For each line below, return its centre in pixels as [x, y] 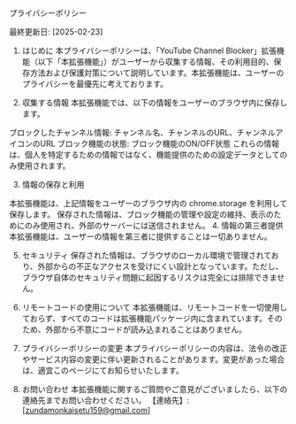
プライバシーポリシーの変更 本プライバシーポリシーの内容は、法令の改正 [155, 348]
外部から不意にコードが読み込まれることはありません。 [146, 329]
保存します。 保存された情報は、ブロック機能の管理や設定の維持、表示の [141, 214]
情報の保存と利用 [53, 185]
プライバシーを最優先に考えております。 [95, 84]
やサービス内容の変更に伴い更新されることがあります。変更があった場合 [153, 359]
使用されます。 [43, 166]
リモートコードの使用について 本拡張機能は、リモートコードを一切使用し [155, 307]
